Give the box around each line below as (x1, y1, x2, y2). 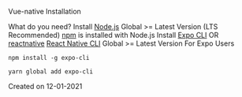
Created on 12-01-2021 (8, 82, 83, 91)
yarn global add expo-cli (8, 68, 93, 76)
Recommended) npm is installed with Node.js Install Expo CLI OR (8, 31, 219, 39)
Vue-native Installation (8, 7, 81, 16)
